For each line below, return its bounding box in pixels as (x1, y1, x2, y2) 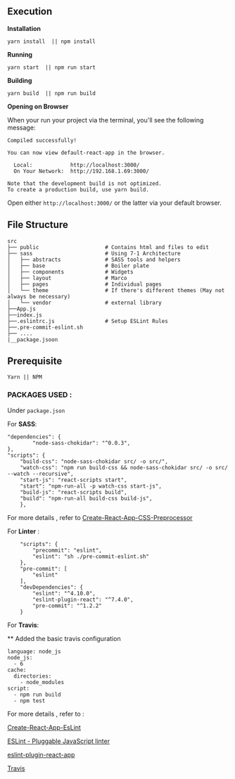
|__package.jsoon (7, 336, 58, 343)
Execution (7, 6, 53, 18)
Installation (7, 24, 41, 32)
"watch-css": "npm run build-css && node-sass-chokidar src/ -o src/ (20, 464, 229, 471)
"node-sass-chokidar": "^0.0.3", (32, 439, 131, 446)
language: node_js (7, 647, 61, 655)
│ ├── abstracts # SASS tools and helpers (7, 256, 181, 263)
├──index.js (7, 311, 42, 319)
